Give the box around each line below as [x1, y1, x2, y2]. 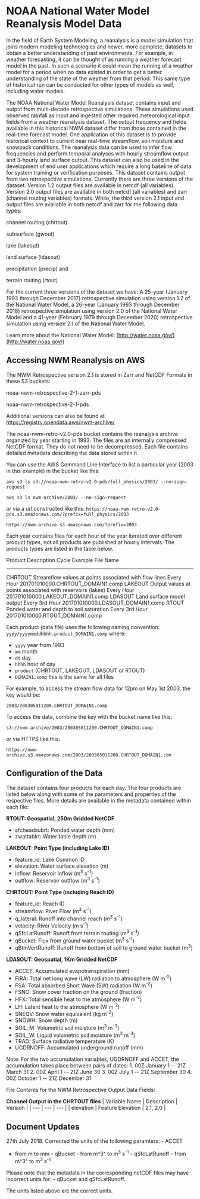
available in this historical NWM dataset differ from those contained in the [6, 124, 186, 132]
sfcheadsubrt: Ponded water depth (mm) [14, 826, 115, 834]
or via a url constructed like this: [6, 505, 85, 512]
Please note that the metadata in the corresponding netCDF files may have [6, 1169, 189, 1176]
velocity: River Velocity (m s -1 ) [14, 921, 89, 929]
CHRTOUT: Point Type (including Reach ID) [6, 888, 114, 895]
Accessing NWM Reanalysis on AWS [6, 355, 145, 365]
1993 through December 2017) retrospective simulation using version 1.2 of [6, 294, 190, 301]
